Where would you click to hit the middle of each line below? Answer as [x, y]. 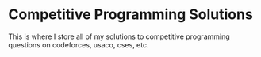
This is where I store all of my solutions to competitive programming [119, 36]
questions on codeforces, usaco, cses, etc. [79, 44]
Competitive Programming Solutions [131, 15]
